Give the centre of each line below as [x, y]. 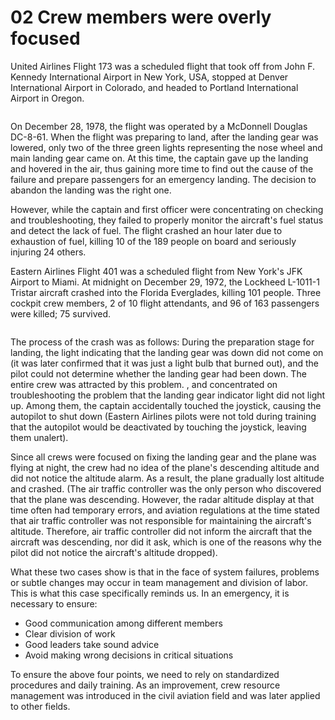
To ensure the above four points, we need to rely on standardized [145, 674]
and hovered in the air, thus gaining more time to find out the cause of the [162, 168]
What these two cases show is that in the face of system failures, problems [165, 572]
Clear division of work [70, 633]
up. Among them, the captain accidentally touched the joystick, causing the [166, 405]
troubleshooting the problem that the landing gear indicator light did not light [168, 395]
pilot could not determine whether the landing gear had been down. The [158, 373]
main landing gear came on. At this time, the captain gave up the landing [159, 158]
